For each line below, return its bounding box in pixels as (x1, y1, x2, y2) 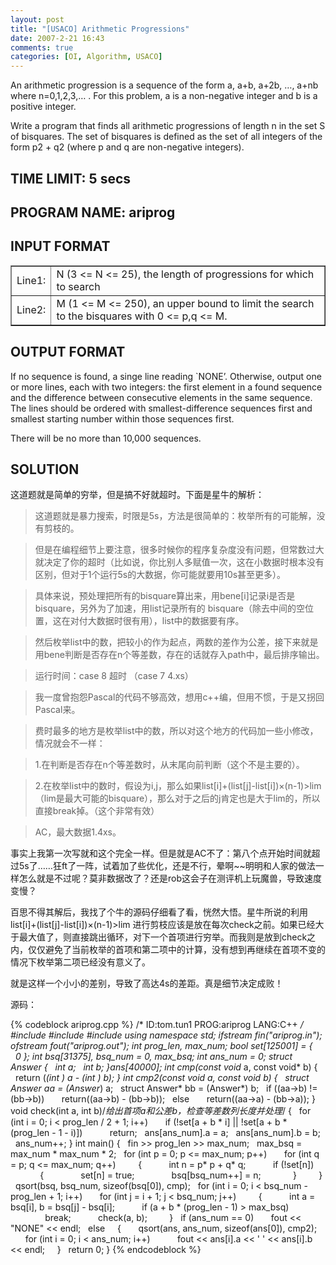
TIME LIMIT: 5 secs (10, 170, 132, 187)
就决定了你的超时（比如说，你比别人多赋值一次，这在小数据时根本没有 (34, 556, 325, 568)
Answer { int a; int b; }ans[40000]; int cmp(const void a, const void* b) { (10, 1061, 318, 1073)
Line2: (16, 302, 47, 316)
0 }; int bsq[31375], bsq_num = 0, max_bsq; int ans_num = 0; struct (14, 1051, 293, 1063)
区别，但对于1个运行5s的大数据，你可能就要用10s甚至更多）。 (34, 569, 287, 581)
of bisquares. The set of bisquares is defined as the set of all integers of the (10, 131, 323, 143)
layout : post (10, 14, 65, 25)
